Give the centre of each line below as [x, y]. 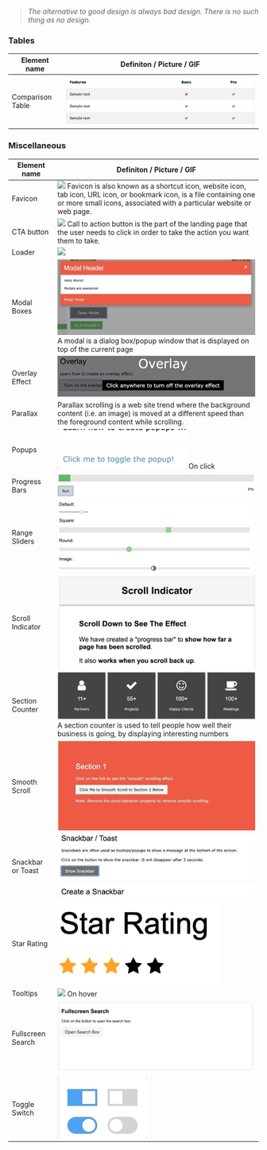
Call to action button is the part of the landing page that [157, 224]
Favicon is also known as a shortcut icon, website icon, [157, 186]
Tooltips [25, 993]
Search [23, 1042]
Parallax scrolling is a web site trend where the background [153, 405]
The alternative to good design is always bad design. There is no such [143, 12]
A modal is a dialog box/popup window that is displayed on [153, 341]
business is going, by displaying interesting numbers [143, 734]
